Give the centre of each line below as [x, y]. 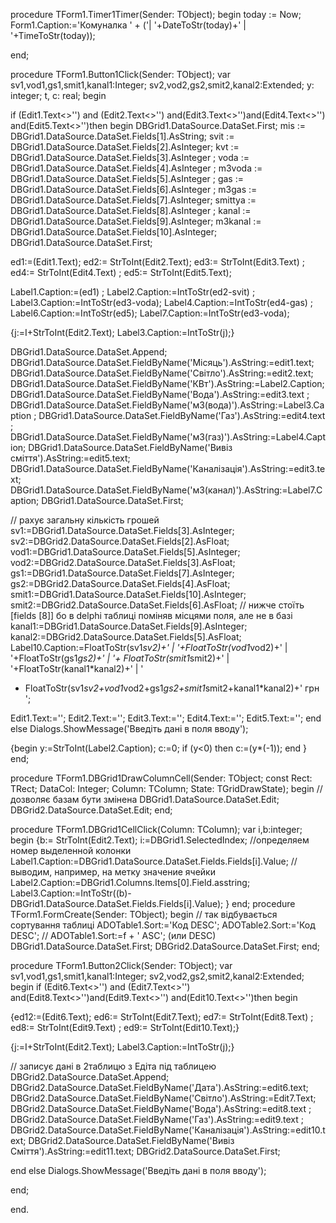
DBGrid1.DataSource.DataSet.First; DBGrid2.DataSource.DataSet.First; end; [165, 946]
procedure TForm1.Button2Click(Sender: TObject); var [121, 965]
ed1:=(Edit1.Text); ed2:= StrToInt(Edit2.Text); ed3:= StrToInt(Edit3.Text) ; [157, 262]
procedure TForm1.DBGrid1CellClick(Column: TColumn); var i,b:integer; [156, 829]
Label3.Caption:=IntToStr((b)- [71, 893]
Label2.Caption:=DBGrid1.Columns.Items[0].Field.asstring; [130, 882]
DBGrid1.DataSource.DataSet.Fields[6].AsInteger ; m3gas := [134, 189]
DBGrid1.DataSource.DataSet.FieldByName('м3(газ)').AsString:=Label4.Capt [168, 437]
